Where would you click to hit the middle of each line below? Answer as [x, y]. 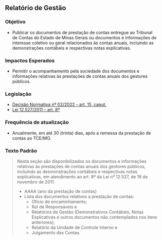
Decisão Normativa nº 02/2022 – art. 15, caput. [59, 104]
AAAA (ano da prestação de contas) [61, 191]
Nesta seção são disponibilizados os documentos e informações [82, 161]
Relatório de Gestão [36, 8]
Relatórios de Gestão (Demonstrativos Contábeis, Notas [87, 212]
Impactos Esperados [30, 60]
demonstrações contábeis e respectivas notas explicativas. [72, 48]
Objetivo [15, 22]
